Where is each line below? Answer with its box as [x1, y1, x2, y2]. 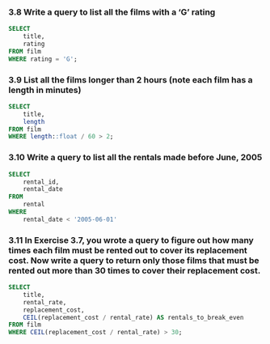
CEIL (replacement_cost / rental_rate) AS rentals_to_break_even [23, 313, 244, 321]
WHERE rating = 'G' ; [8, 55, 78, 63]
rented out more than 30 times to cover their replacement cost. [8, 265, 261, 276]
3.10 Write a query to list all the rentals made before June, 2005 [8, 152, 263, 164]
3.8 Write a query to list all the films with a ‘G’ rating [8, 6, 216, 18]
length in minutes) [8, 84, 82, 96]
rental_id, [23, 177, 60, 186]
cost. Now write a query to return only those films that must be [8, 254, 260, 265]
